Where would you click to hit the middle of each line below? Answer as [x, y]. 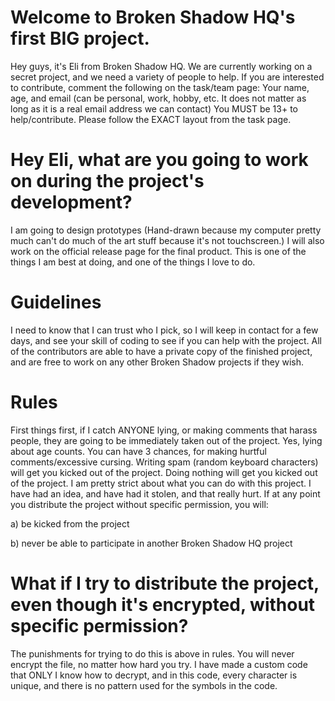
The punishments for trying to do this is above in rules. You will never [152, 653]
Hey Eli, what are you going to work [159, 160]
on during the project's [107, 181]
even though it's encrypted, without [163, 604]
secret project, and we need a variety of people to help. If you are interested [167, 77]
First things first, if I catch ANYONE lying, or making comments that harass [164, 430]
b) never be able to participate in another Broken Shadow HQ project [151, 543]
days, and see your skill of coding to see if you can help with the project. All [166, 340]
